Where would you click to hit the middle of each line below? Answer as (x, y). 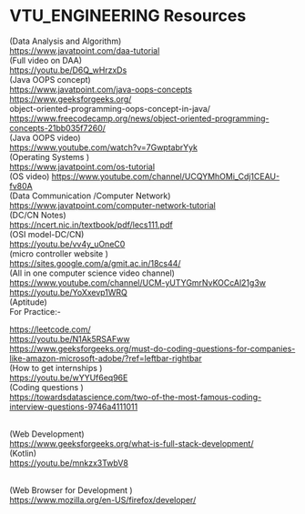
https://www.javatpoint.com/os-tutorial (82, 166)
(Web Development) (47, 434)
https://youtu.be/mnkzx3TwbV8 (69, 463)
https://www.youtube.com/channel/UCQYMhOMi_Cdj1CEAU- (166, 176)
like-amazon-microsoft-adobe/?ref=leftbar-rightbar (106, 358)
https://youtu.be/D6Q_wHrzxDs (68, 70)
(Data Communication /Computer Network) (90, 196)
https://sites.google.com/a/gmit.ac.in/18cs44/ (95, 263)
